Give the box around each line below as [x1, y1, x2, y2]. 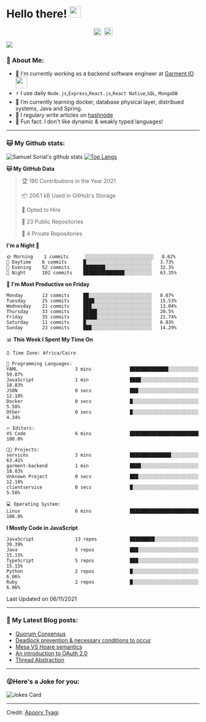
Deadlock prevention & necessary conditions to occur [15, 636, 151, 644]
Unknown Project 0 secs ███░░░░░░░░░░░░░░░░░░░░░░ [6, 473, 199, 479]
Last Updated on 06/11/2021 [6, 595, 77, 602]
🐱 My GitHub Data [6, 165, 55, 172]
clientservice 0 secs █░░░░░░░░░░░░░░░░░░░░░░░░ [6, 484, 199, 491]
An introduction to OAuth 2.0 [15, 650, 88, 657]
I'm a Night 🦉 [6, 241, 40, 249]
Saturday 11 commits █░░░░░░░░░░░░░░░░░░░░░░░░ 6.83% [6, 319, 174, 325]
